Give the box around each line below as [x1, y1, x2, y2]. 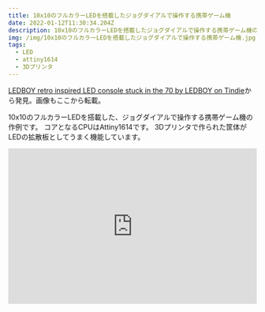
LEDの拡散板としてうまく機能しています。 [8, 132, 145, 141]
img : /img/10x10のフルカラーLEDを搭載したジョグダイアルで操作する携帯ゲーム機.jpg [8, 33, 256, 42]
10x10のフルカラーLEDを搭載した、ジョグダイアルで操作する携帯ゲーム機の [8, 112, 254, 122]
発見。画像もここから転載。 [14, 96, 105, 105]
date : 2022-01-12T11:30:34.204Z [8, 19, 114, 27]
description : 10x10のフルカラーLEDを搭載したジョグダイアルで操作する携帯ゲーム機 [8, 26, 252, 34]
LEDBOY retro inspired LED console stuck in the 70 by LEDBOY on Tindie [8, 85, 245, 95]
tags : [8, 41, 26, 49]
